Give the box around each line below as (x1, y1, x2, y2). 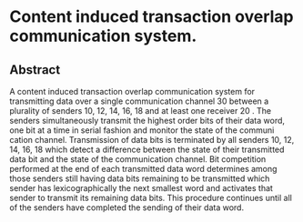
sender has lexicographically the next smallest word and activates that (9, 183, 273, 193)
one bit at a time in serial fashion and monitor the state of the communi (9, 125, 275, 136)
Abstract (9, 62, 61, 77)
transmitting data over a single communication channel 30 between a (9, 96, 269, 106)
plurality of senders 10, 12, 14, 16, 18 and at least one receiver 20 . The (9, 106, 271, 116)
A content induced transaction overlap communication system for (9, 86, 256, 96)
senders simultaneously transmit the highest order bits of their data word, (9, 116, 285, 126)
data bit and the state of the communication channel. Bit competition (9, 154, 267, 165)
